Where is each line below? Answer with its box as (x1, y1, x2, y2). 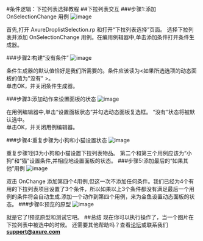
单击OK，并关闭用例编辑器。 (6, 124, 79, 131)
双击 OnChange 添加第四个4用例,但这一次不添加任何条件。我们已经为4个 (6, 178, 189, 185)
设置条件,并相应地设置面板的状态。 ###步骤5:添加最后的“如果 (29, 157, 183, 164)
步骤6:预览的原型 (28, 201, 71, 207)
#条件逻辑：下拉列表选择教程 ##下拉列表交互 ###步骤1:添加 (6, 5, 157, 12)
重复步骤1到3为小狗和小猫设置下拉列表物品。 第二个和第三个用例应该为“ (6, 149, 187, 157)
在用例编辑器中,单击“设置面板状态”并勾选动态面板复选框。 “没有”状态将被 (6, 109, 190, 115)
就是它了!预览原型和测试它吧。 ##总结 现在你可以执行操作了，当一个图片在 (6, 214, 194, 221)
